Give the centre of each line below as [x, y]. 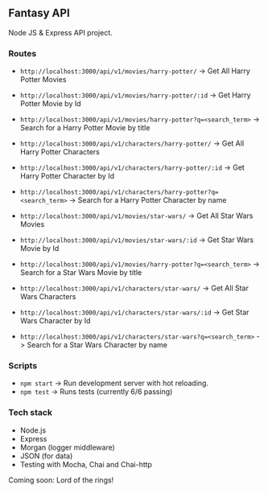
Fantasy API [39, 13]
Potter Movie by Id [51, 104]
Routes [23, 53]
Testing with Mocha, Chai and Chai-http [86, 464]
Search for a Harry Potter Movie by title [85, 128]
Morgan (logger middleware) [67, 447]
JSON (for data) [46, 456]
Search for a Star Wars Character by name [97, 345]
